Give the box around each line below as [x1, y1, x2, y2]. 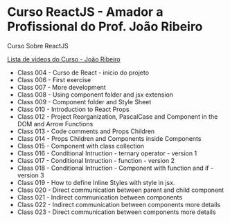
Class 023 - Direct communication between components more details [17, 208, 216, 216]
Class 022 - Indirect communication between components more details [17, 200, 220, 209]
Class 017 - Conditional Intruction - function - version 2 [17, 156, 175, 164]
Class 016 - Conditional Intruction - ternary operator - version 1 [17, 149, 197, 157]
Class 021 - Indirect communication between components [17, 193, 182, 201]
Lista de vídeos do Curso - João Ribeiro [7, 55, 121, 63]
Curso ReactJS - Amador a [7, 4, 163, 20]
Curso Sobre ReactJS [7, 41, 69, 50]
